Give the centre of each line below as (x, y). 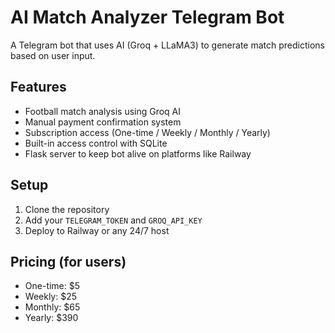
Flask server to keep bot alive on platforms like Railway (138, 153)
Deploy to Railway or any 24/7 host (97, 230)
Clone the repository (67, 209)
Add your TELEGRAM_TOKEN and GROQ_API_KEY (113, 220)
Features (38, 87)
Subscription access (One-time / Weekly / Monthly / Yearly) (147, 132)
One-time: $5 (52, 286)
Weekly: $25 (51, 297)
